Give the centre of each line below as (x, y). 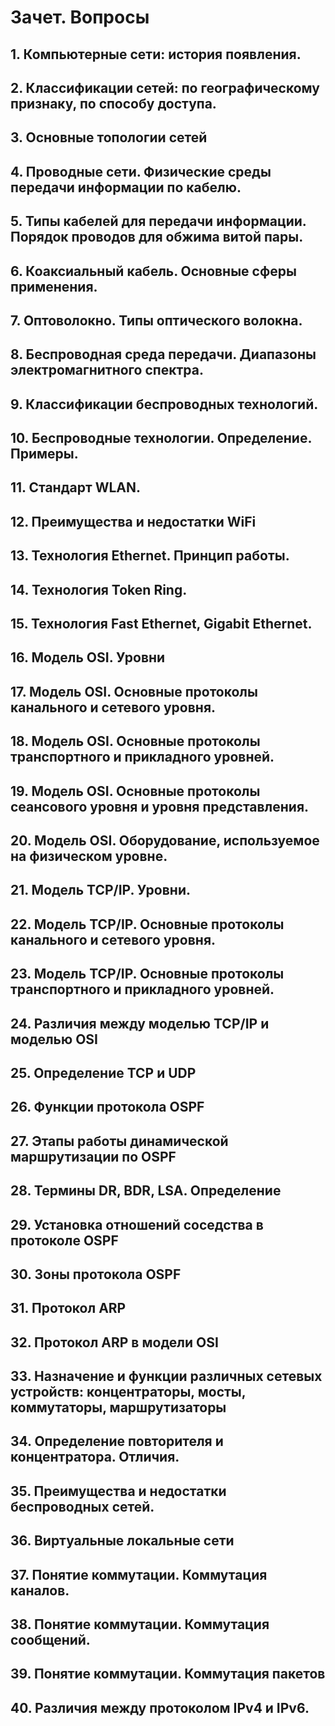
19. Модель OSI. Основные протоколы (135, 791)
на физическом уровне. (89, 856)
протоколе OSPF (64, 1240)
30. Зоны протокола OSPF (96, 1274)
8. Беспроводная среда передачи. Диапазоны (163, 354)
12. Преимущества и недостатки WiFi (133, 521)
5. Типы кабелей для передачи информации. (158, 221)
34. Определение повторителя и (117, 1441)
